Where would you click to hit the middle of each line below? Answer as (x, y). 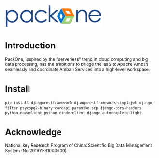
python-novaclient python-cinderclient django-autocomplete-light (73, 113)
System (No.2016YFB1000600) (36, 151)
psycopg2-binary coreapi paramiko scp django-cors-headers (81, 108)
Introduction (30, 45)
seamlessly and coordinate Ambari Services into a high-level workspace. (78, 69)
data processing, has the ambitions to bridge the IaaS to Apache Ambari (77, 64)
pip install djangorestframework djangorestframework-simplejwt (71, 103)
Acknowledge (33, 132)
